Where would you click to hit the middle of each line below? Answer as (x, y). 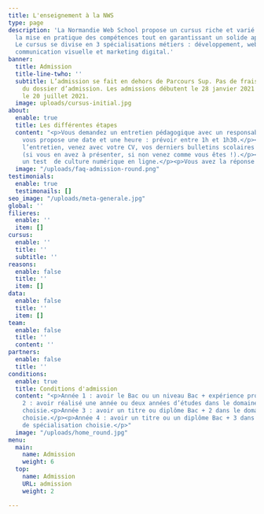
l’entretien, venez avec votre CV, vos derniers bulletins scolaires (139, 147)
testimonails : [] (44, 191)
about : (19, 111)
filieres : (24, 213)
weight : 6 (38, 462)
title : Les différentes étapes (66, 125)
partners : (24, 352)
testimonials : (31, 177)
